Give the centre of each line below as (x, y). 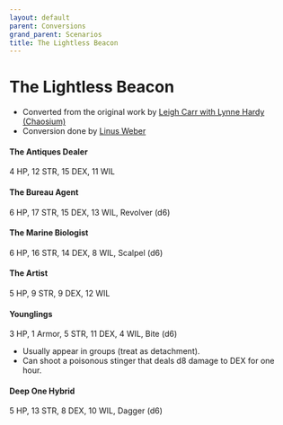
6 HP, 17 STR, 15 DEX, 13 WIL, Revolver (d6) (90, 212)
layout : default (40, 18)
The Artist (29, 273)
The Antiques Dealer (49, 151)
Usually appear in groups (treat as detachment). (111, 351)
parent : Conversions (48, 26)
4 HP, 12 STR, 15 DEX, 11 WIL (62, 172)
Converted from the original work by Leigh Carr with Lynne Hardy (143, 112)
